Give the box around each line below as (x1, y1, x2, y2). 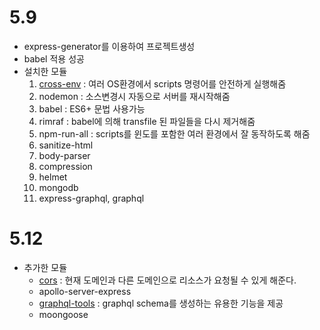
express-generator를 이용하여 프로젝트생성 (23, 40, 196, 52)
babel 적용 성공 (23, 52, 85, 65)
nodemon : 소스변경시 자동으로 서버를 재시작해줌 (38, 90, 231, 102)
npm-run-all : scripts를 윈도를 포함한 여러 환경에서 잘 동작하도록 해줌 (38, 127, 311, 140)
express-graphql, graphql (38, 192, 145, 204)
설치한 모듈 (23, 65, 68, 77)
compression (38, 160, 93, 172)
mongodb (38, 181, 79, 193)
